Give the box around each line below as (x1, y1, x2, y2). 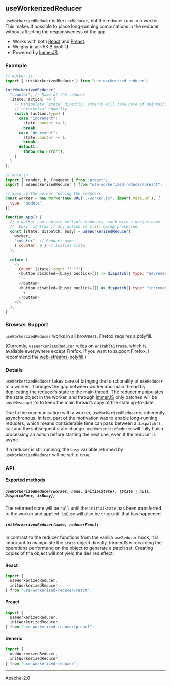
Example (5, 62, 27, 69)
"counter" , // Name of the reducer (10, 92, 85, 97)
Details (5, 366, 23, 373)
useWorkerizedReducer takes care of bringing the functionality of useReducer (5, 377, 163, 384)
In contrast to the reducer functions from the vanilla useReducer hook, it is (5, 534, 159, 540)
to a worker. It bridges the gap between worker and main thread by (5, 383, 146, 389)
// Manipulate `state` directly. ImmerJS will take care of (14, 101, 145, 107)
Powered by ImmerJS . (12, 49, 59, 55)
